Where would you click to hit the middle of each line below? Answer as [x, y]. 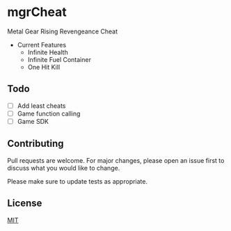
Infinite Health [48, 52]
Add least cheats [41, 106]
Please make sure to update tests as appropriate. [78, 181]
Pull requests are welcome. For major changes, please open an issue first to [116, 160]
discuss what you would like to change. [64, 168]
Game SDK [33, 121]
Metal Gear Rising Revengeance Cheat [63, 31]
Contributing [35, 144]
